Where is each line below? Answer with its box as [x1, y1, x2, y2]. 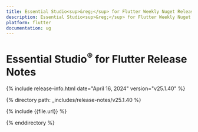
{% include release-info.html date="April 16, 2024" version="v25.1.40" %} [6, 85, 186, 92]
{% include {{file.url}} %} [6, 107, 67, 115]
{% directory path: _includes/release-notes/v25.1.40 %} [6, 96, 141, 103]
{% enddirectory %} [6, 119, 55, 126]
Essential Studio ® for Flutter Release [6, 51, 187, 66]
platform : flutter [6, 19, 51, 25]
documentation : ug [6, 25, 51, 31]
